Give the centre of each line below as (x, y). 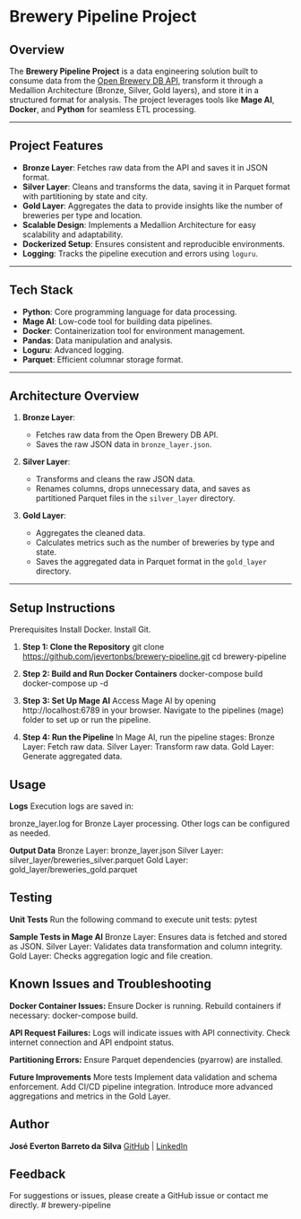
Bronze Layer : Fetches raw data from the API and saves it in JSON (145, 167)
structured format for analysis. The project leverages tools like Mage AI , (142, 100)
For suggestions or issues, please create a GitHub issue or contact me (139, 1196)
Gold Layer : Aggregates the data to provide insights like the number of (153, 206)
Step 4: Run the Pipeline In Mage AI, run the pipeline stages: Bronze (148, 737)
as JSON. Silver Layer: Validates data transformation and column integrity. (146, 946)
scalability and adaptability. (73, 234)
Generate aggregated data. (72, 757)
